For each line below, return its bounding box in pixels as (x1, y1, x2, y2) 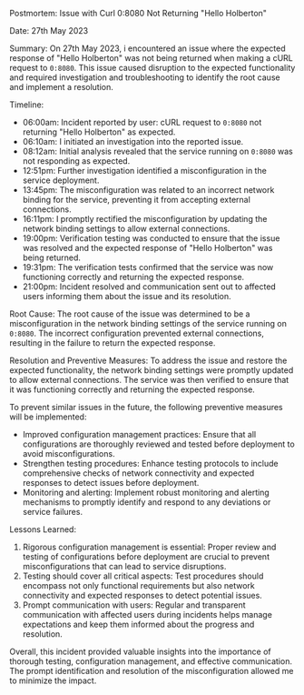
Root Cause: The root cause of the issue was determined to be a (9, 308, 250, 319)
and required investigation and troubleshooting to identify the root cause (9, 72, 280, 83)
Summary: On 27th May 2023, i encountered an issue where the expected (9, 43, 286, 54)
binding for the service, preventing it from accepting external (22, 195, 251, 205)
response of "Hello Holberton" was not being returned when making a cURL (9, 53, 293, 63)
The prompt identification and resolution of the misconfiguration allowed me (9, 666, 294, 676)
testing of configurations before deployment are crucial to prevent (22, 551, 270, 562)
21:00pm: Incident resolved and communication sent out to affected (22, 281, 277, 292)
